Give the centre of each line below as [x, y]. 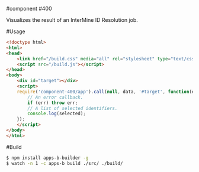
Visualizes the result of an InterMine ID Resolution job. [72, 20]
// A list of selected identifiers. [73, 108]
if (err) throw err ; [53, 103]
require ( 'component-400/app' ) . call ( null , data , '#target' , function [103, 92]
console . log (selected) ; [57, 114]
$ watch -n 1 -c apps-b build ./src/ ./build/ [65, 163]
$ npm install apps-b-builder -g [47, 158]
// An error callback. [55, 97]
